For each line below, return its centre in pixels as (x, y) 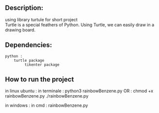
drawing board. (20, 30)
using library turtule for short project (41, 19)
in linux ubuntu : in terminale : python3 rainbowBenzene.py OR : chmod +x (79, 91)
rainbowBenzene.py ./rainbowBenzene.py (47, 96)
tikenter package (42, 65)
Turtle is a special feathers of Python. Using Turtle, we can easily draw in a (79, 25)
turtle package (29, 60)
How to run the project (40, 79)
